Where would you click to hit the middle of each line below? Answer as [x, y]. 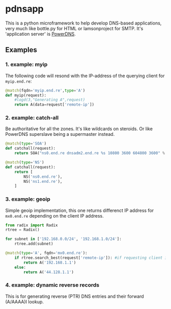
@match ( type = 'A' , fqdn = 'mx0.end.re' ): [46, 253]
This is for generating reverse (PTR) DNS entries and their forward [75, 296]
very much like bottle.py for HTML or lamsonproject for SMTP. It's [74, 28]
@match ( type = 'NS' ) [25, 162]
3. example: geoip [28, 199]
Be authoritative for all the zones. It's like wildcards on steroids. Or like [79, 129]
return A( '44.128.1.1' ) [49, 272]
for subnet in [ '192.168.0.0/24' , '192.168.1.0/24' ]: [64, 239]
